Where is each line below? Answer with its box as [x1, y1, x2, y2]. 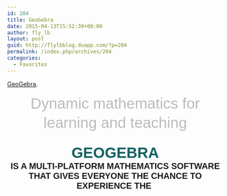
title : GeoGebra [7, 16, 53, 23]
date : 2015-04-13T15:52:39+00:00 [7, 23, 103, 29]
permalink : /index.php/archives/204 [7, 49, 112, 56]
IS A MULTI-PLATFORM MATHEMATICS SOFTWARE [10, 160, 221, 171]
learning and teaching [43, 114, 187, 131]
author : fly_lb [7, 29, 51, 36]
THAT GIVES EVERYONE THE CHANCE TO [28, 171, 202, 181]
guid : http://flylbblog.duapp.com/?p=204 [7, 42, 128, 49]
